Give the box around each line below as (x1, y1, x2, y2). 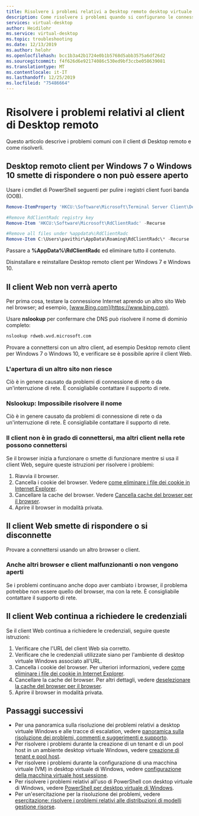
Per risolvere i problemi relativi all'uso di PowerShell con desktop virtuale (14, 778, 192, 785)
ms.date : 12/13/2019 (6, 42, 57, 48)
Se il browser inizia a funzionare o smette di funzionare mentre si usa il (6, 454, 179, 462)
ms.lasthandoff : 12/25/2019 (6, 75, 76, 80)
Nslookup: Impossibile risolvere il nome (6, 399, 123, 408)
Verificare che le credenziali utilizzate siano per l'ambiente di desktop (14, 651, 185, 658)
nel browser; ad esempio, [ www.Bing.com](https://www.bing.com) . (6, 304, 170, 311)
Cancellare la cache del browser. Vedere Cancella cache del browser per (14, 491, 193, 498)
